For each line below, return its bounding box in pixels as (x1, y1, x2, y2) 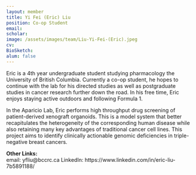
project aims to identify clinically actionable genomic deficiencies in (6, 132, 173, 139)
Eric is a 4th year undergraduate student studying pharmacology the (6, 69, 175, 76)
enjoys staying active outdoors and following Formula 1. (6, 95, 143, 102)
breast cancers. (29, 138, 68, 145)
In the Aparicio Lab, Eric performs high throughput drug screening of (6, 106, 176, 113)
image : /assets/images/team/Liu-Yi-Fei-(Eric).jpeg (6, 36, 137, 42)
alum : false (6, 53, 36, 59)
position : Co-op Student (6, 20, 68, 26)
